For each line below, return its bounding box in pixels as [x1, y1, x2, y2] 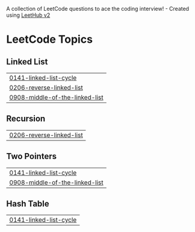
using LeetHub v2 [6, 11, 51, 19]
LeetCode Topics [6, 33, 93, 46]
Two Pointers [6, 151, 57, 161]
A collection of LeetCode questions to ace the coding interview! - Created [6, 5, 190, 12]
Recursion [6, 114, 46, 124]
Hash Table [6, 199, 49, 209]
